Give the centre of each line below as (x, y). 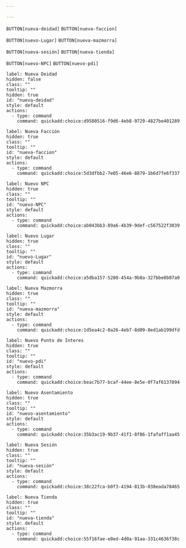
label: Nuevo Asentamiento (40, 392)
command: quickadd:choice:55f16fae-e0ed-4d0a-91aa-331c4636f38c (98, 539)
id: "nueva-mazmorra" (33, 309)
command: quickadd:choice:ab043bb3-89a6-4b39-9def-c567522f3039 (98, 225)
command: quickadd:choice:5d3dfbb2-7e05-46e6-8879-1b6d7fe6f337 (98, 173)
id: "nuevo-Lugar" (29, 257)
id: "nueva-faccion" (32, 152)
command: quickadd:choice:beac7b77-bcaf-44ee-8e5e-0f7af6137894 (98, 382)
